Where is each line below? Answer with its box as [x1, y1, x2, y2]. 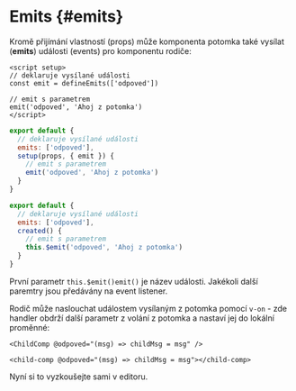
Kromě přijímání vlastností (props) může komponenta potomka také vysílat [9, 36, 285, 47]
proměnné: [9, 322, 50, 332]
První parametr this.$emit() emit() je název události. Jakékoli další [9, 276, 258, 286]
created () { [17, 226, 63, 235]
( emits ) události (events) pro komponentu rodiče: [9, 45, 192, 56]
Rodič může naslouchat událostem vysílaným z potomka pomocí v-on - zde [9, 303, 288, 314]
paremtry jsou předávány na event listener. [9, 286, 168, 296]
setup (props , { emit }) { [17, 151, 115, 160]
